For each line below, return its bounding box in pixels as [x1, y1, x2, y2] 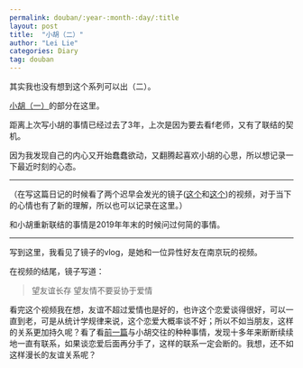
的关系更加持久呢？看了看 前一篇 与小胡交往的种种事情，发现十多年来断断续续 [9, 327, 294, 337]
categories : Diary [9, 47, 78, 56]
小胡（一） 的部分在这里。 [9, 100, 105, 111]
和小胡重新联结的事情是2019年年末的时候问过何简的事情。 [9, 219, 225, 230]
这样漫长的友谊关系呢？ [9, 349, 96, 360]
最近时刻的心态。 [16, 161, 81, 171]
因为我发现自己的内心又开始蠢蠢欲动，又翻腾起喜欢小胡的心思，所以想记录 [9, 150, 286, 161]
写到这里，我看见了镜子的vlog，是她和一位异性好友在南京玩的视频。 [9, 247, 263, 257]
